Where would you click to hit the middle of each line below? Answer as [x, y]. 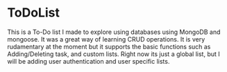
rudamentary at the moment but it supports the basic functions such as [109, 46]
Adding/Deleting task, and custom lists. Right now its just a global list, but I [113, 54]
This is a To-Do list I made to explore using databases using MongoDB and [114, 32]
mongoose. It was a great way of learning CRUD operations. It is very [106, 39]
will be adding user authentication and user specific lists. [89, 61]
